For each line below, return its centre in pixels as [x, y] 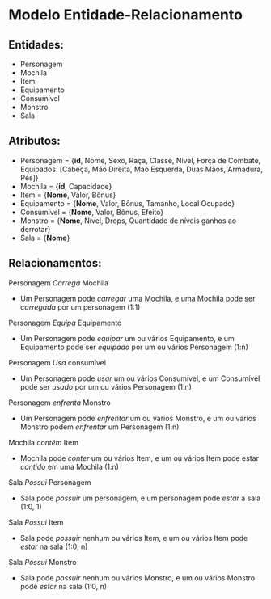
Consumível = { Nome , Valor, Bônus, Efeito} [92, 212]
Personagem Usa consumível [57, 362]
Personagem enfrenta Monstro [59, 403]
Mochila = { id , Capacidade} [66, 186]
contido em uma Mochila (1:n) [70, 466]
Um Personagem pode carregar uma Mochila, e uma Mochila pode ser [138, 298]
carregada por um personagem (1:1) [80, 307]
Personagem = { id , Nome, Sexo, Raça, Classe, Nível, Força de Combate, [140, 160]
